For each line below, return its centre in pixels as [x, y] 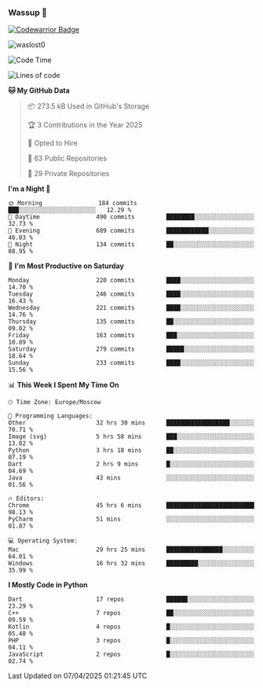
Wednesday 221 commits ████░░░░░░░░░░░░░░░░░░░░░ [131, 308]
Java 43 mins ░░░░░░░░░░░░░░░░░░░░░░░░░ [131, 478]
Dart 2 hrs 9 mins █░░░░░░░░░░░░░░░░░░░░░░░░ [131, 464]
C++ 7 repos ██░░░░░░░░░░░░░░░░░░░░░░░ [131, 613]
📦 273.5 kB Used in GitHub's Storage [88, 106]
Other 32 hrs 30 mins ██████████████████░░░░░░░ [131, 423]
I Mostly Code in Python [48, 585]
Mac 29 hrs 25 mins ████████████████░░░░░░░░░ [131, 550]
